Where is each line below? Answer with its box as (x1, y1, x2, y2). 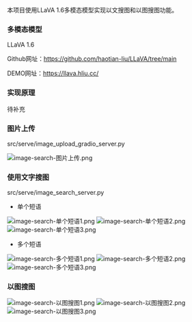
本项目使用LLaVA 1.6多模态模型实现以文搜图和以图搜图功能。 (7, 6, 178, 14)
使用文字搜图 (7, 172, 50, 182)
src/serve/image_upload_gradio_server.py (7, 139, 125, 148)
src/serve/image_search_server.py (7, 189, 105, 197)
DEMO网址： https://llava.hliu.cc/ (7, 69, 99, 77)
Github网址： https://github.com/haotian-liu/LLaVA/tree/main (7, 55, 177, 63)
